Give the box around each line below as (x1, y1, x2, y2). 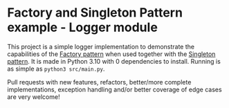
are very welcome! (7, 92, 60, 101)
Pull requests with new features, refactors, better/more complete (7, 78, 192, 86)
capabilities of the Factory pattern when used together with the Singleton (7, 50, 216, 58)
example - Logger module (7, 19, 158, 35)
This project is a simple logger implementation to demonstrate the (7, 42, 195, 51)
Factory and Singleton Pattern (7, 5, 183, 21)
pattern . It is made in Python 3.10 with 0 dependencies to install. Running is (7, 57, 221, 65)
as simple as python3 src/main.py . (7, 64, 105, 73)
